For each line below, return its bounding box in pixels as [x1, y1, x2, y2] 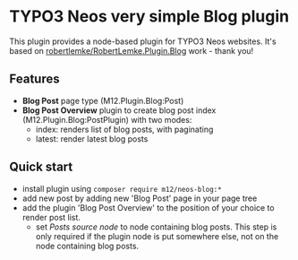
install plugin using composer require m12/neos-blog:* [21, 183, 222, 194]
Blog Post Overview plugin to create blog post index [21, 105, 217, 116]
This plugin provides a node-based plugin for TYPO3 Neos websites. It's [9, 36, 277, 47]
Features [9, 72, 60, 87]
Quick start [9, 160, 73, 175]
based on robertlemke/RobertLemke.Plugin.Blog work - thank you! [9, 45, 254, 56]
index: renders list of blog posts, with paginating [35, 124, 214, 134]
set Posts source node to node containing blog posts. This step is [35, 221, 277, 232]
